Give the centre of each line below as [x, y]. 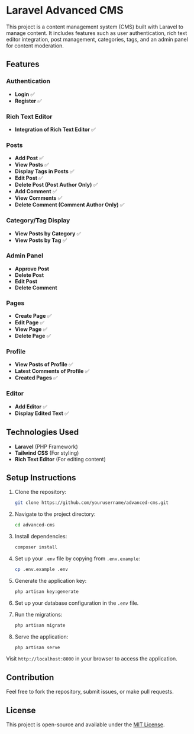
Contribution [30, 677]
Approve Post [32, 269]
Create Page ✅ [33, 316]
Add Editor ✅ [31, 406]
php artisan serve [37, 647]
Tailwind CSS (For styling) [47, 453]
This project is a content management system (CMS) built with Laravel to [95, 27]
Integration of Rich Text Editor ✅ [55, 129]
